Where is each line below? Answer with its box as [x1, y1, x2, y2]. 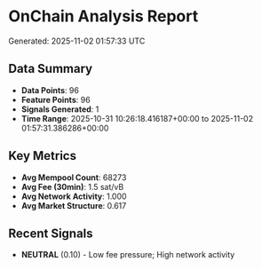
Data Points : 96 [20, 84, 79, 95]
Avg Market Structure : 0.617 [20, 200, 127, 210]
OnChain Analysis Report [8, 6, 199, 27]
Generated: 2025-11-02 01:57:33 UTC [8, 36, 146, 46]
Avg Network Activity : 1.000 [20, 191, 127, 202]
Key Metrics [8, 148, 77, 163]
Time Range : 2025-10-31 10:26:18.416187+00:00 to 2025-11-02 [20, 113, 254, 123]
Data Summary [8, 61, 93, 76]
